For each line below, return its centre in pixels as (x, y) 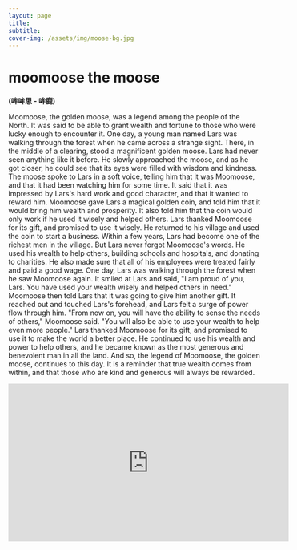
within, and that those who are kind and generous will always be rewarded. (132, 373)
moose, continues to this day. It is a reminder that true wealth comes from (130, 364)
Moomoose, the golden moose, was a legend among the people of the (124, 117)
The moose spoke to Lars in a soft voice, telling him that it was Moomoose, (132, 176)
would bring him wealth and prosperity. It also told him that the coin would (130, 211)
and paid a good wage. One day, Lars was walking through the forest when (132, 270)
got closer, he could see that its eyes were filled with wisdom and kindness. (133, 168)
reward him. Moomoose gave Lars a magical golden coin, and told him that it (134, 202)
